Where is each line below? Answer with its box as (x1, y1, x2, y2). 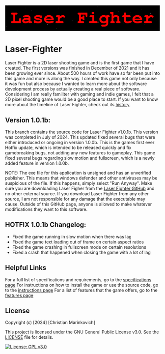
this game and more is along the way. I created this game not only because (5, 76, 157, 82)
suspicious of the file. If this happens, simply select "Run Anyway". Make (5, 180, 152, 186)
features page (5, 292, 33, 298)
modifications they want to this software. (5, 206, 87, 212)
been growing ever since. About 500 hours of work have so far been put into (5, 70, 161, 76)
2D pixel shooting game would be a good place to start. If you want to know (5, 96, 158, 102)
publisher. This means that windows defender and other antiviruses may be (5, 175, 158, 181)
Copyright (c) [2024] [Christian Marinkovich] (5, 320, 96, 325)
